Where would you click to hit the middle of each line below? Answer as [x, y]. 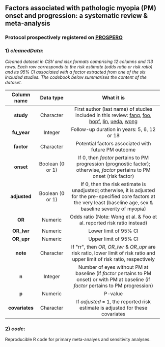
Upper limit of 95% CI [113, 239]
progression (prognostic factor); [113, 163]
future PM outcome [113, 150]
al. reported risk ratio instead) [113, 222]
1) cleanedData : [25, 51]
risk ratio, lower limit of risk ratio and [113, 253]
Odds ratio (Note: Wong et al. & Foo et [113, 217]
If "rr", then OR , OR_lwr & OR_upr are [113, 247]
